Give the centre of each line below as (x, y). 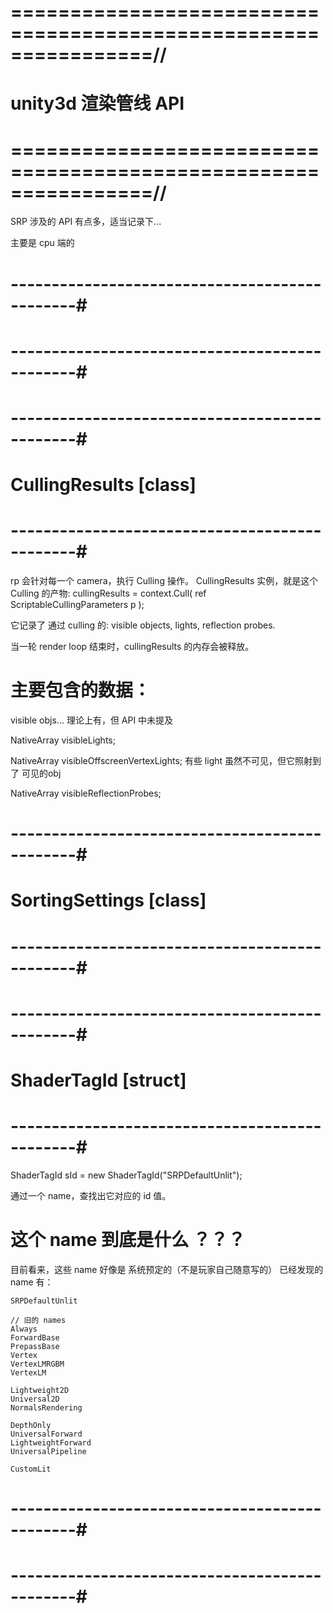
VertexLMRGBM (37, 1364)
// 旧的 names (38, 1320)
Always (24, 1329)
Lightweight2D (40, 1390)
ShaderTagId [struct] (98, 1080)
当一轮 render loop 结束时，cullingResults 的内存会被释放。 (132, 646)
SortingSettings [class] (108, 900)
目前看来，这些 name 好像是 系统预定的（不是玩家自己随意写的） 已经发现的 (167, 1269)
